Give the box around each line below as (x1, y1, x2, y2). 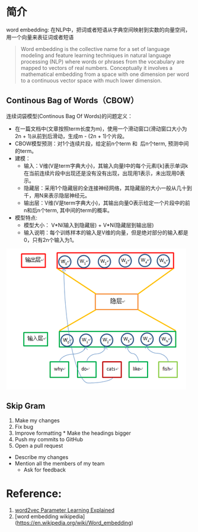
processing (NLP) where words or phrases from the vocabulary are (20, 58, 185, 65)
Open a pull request (14, 442, 63, 449)
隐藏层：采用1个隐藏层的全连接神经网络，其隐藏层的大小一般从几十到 (23, 184, 193, 192)
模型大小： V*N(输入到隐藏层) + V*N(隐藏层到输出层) (23, 221, 154, 228)
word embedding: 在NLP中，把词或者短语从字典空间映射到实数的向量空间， (6, 26, 191, 33)
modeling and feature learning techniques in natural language (20, 52, 171, 59)
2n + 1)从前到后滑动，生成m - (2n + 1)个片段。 (14, 132, 127, 139)
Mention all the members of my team (14, 460, 105, 467)
